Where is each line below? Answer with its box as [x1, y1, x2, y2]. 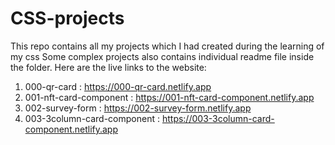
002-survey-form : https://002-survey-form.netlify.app [24, 102, 252, 114]
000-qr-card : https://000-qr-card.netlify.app [24, 80, 212, 92]
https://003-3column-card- [161, 112, 275, 124]
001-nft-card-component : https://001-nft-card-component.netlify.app [24, 91, 315, 103]
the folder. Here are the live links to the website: [10, 61, 207, 73]
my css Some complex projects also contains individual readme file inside [10, 50, 315, 62]
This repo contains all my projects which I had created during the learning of [10, 40, 325, 52]
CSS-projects [10, 7, 125, 30]
